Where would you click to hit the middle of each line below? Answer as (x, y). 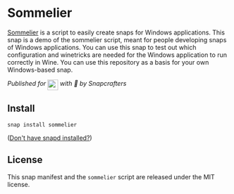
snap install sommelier (42, 124)
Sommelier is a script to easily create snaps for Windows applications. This (116, 32)
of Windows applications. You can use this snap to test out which (102, 47)
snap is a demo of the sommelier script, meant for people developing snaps (117, 39)
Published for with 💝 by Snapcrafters (67, 83)
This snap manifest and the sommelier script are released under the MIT (111, 176)
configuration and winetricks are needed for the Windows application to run (117, 55)
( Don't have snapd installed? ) (50, 138)
